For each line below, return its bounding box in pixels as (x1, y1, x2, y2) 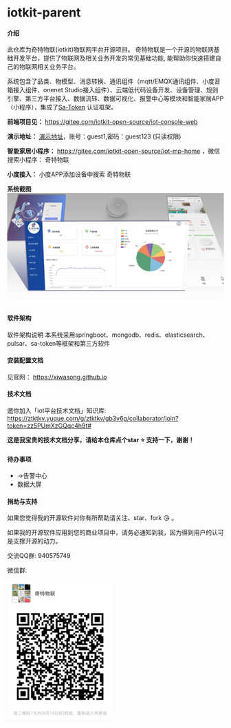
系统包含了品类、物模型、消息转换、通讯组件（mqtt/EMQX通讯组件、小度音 (7, 77, 221, 85)
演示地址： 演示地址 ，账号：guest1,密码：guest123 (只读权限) (7, 132, 181, 141)
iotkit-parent (7, 5, 81, 21)
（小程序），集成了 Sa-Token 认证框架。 (7, 103, 118, 112)
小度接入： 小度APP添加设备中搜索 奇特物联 (7, 170, 131, 178)
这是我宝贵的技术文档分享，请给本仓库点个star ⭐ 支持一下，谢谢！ (7, 435, 195, 444)
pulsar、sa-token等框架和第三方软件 (7, 339, 111, 347)
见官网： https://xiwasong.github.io (7, 373, 107, 381)
